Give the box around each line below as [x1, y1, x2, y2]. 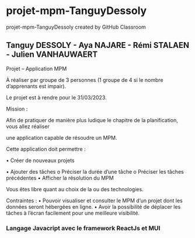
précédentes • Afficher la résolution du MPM [6, 174, 114, 181]
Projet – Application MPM [6, 65, 67, 72]
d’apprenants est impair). [6, 82, 66, 89]
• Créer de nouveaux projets [6, 157, 75, 164]
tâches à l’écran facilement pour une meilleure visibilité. [6, 209, 140, 216]
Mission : [6, 105, 28, 112]
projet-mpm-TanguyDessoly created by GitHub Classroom [6, 23, 146, 30]
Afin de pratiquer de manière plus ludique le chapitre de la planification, [6, 116, 178, 123]
